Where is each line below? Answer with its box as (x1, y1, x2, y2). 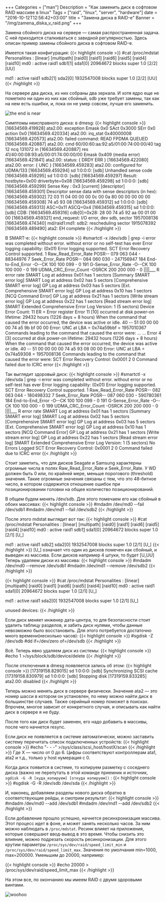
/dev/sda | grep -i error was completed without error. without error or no (5, 377, 153, 382)
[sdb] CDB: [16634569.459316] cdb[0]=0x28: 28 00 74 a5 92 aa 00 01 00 (5, 209, 156, 215)
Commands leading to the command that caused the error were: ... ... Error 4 (5, 330, 162, 336)
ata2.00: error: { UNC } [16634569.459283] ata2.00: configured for (5, 162, 143, 168)
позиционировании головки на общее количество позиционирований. (5, 486, 154, 492)
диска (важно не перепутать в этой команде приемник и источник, (5, 769, 148, 775)
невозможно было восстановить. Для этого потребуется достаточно (5, 627, 152, 633)
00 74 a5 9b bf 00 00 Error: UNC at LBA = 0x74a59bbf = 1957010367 (5, 325, 147, 331)
